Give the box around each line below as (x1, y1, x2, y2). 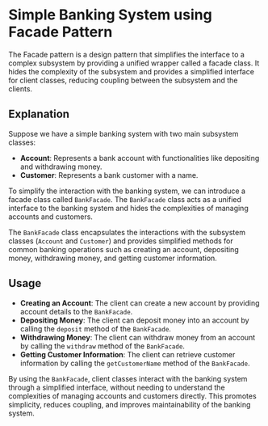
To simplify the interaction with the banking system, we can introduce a (8, 186, 246, 196)
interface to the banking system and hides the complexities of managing (8, 203, 249, 213)
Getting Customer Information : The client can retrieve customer (19, 349, 236, 359)
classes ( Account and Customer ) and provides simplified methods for (8, 236, 234, 246)
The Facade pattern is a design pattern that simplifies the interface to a (8, 49, 245, 59)
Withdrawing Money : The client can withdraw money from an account (19, 332, 256, 342)
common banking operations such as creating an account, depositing (8, 244, 240, 254)
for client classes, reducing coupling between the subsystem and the (8, 75, 238, 85)
